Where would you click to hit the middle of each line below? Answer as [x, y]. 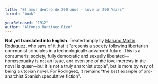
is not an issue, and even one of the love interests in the [91, 61]
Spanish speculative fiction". [53, 76]
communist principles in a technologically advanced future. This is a [73, 51]
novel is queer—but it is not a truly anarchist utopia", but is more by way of [79, 66]
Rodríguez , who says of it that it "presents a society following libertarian [77, 46]
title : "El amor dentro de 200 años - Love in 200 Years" [65, 9]
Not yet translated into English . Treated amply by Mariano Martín [70, 41]
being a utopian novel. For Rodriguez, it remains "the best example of [74, 71]
